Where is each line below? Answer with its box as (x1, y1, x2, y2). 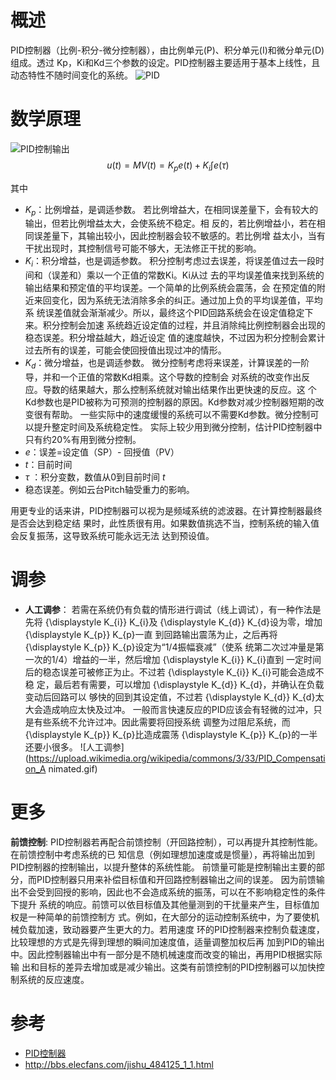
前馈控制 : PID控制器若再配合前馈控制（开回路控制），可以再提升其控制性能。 (10, 836, 323, 848)
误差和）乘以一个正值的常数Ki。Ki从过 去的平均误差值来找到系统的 (51, 269, 325, 281)
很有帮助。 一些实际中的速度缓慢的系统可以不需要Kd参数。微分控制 (33, 409, 311, 421)
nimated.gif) (48, 763, 98, 775)
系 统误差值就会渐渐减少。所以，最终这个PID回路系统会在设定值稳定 (24, 307, 305, 319)
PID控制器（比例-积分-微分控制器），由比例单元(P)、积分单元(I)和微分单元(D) (10, 44, 325, 56)
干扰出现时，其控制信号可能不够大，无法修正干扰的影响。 (24, 242, 262, 255)
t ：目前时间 (24, 459, 73, 471)
